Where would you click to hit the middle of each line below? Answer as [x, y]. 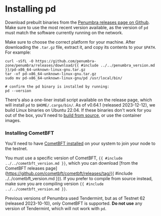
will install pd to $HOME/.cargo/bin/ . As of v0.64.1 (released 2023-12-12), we [80, 105]
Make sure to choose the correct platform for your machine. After [70, 42]
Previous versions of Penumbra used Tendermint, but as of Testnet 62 [75, 198]
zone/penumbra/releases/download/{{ [42, 65]
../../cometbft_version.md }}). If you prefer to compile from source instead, [79, 179]
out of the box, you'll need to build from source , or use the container [73, 115]
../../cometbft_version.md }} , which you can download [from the [72, 163]
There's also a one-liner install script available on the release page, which [79, 100]
